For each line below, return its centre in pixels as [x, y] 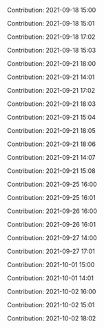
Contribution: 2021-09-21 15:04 [52, 117]
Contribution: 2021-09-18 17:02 [51, 37]
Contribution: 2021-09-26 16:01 [52, 225]
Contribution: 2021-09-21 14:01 [51, 77]
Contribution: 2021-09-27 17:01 [51, 251]
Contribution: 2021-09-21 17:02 [51, 90]
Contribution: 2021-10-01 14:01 [51, 278]
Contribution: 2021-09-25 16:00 [52, 184]
